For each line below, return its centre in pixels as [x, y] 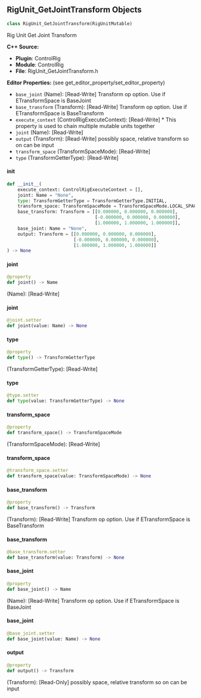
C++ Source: [23, 47]
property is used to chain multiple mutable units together [85, 126]
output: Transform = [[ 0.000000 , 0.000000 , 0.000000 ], [87, 234]
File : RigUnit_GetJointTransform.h [57, 71]
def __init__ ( [24, 184]
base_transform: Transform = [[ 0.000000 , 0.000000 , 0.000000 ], [98, 212]
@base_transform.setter [36, 552]
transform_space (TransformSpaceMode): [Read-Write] [83, 151]
